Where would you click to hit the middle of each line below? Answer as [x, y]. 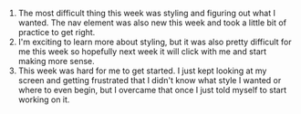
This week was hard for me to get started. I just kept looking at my [142, 71]
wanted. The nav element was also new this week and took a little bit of [152, 23]
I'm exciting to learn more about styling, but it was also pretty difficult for [155, 42]
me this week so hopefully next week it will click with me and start [142, 52]
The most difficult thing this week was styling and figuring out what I [147, 13]
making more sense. [56, 61]
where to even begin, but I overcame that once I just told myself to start [152, 90]
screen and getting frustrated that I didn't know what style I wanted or [150, 80]
